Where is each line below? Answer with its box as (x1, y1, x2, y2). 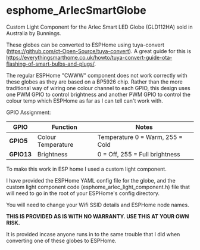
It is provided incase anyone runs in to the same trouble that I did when (6, 230, 180, 237)
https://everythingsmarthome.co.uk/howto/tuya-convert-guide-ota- (6, 54, 173, 61)
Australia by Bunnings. (6, 29, 61, 36)
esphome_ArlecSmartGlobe (6, 4, 147, 17)
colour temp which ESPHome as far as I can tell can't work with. (6, 97, 163, 104)
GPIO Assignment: (6, 109, 51, 116)
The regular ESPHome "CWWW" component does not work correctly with (6, 72, 187, 79)
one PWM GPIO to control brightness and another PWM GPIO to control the (6, 91, 190, 98)
